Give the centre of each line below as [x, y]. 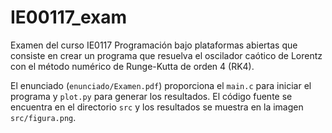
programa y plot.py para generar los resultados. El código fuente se [151, 96]
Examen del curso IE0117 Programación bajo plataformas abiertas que [154, 45]
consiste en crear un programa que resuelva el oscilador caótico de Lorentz [166, 55]
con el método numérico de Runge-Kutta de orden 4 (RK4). [132, 66]
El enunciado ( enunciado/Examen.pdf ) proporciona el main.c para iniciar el [161, 85]
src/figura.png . [43, 117]
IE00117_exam [69, 17]
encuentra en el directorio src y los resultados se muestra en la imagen [157, 107]
